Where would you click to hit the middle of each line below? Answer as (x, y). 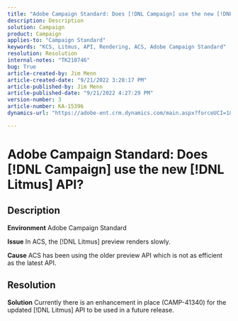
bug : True (22, 67)
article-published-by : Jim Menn (55, 87)
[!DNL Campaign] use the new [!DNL (116, 169)
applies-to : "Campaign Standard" (57, 40)
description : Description (45, 21)
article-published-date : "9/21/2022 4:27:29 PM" (80, 93)
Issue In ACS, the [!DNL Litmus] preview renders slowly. (89, 241)
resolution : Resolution (42, 54)
